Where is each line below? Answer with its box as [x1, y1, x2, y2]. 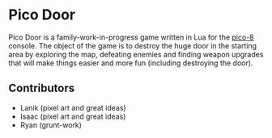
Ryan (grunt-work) [19, 119, 83, 130]
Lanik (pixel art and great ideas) [19, 102, 127, 112]
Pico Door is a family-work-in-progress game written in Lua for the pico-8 [8, 32, 255, 42]
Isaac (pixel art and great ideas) [19, 111, 126, 121]
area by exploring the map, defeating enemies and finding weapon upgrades [8, 49, 264, 59]
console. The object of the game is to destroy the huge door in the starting [8, 40, 257, 50]
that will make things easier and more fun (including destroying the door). [8, 58, 253, 68]
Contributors [8, 82, 75, 95]
